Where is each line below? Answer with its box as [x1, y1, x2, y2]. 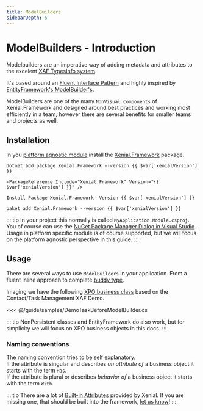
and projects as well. [6, 117, 59, 125]
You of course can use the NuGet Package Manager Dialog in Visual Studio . [6, 223, 196, 230]
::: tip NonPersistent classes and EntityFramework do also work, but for [6, 318, 185, 326]
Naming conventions [6, 340, 69, 348]
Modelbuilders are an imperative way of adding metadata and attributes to [6, 61, 193, 68]
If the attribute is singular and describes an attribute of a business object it [6, 360, 194, 368]
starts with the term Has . [6, 367, 67, 374]
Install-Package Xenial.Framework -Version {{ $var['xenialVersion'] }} [6, 195, 195, 202]
